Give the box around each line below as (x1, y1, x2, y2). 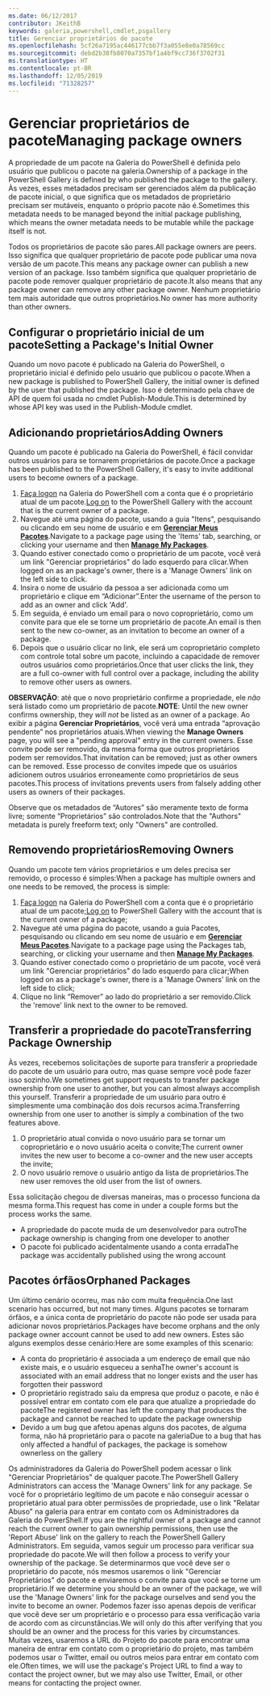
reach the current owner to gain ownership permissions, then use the (8, 1523, 239, 1533)
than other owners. (8, 302, 72, 311)
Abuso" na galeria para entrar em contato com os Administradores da (8, 1506, 239, 1516)
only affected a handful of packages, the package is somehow (19, 1439, 228, 1449)
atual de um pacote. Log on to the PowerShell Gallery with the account (19, 497, 252, 507)
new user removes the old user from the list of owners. (19, 1176, 203, 1186)
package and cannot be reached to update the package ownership (19, 1414, 242, 1423)
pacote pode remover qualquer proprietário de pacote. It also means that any (8, 276, 263, 286)
